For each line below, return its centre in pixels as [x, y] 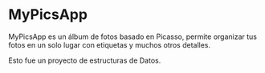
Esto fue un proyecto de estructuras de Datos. [85, 60]
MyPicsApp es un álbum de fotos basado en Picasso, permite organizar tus [132, 36]
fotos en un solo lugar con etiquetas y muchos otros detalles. [110, 44]
